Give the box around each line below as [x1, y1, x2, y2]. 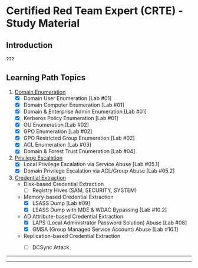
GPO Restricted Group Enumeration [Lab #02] [23, 134, 135, 142]
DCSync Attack [32, 243, 70, 251]
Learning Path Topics [6, 72, 86, 83]
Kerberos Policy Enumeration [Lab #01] [23, 115, 119, 121]
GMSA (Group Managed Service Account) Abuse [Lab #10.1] [32, 226, 179, 233]
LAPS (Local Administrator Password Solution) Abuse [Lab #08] [32, 219, 187, 226]
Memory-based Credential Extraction [23, 193, 114, 200]
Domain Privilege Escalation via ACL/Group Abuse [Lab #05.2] [23, 167, 175, 174]
